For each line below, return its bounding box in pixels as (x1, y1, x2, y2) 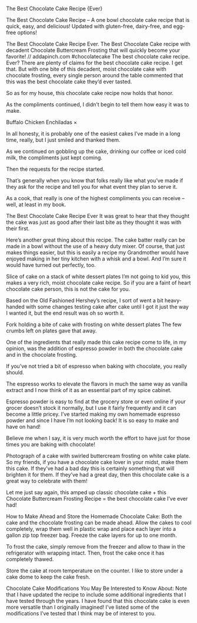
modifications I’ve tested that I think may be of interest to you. (6, 610, 156, 617)
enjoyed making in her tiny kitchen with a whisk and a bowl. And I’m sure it (6, 255, 186, 262)
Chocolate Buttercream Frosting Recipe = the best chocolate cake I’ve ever (6, 495, 188, 502)
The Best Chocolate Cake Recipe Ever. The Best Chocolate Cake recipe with (6, 41, 191, 47)
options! (17, 29, 37, 36)
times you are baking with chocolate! (6, 441, 95, 448)
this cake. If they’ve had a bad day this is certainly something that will (6, 465, 175, 472)
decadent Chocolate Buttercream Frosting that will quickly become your (6, 47, 181, 54)
